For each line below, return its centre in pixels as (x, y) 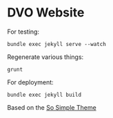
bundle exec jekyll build (44, 95)
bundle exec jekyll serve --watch (57, 44)
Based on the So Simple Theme (52, 107)
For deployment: (30, 82)
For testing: (23, 32)
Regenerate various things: (45, 57)
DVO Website (46, 13)
